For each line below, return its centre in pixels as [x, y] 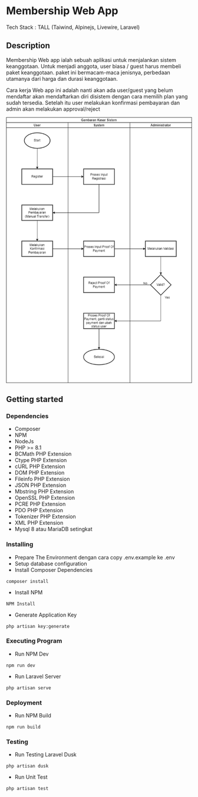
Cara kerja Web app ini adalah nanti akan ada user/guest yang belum [90, 90]
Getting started [35, 399]
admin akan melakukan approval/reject [53, 109]
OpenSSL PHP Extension [45, 498]
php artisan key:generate [38, 626]
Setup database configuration [51, 564]
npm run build [24, 727]
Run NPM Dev [32, 654]
